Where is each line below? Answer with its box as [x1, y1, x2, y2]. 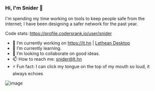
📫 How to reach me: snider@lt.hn [12, 56, 82, 62]
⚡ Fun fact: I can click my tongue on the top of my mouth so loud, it [12, 64, 150, 70]
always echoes [12, 71, 43, 77]
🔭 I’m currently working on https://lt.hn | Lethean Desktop [12, 40, 130, 46]
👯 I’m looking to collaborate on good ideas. [12, 50, 100, 56]
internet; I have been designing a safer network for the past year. [5, 21, 138, 27]
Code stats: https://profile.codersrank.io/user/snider [5, 31, 112, 37]
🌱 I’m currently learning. [12, 45, 62, 51]
